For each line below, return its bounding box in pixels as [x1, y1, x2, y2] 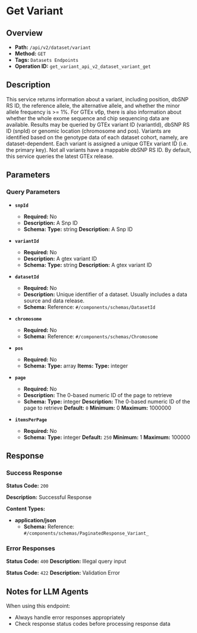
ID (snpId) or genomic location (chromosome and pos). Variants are [6, 127, 171, 135]
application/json [14, 517, 56, 524]
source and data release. [23, 297, 85, 304]
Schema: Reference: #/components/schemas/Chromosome [23, 332, 158, 340]
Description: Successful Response [6, 494, 92, 501]
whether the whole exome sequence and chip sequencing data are [6, 114, 170, 121]
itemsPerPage [14, 417, 47, 423]
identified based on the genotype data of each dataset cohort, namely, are [6, 133, 188, 141]
